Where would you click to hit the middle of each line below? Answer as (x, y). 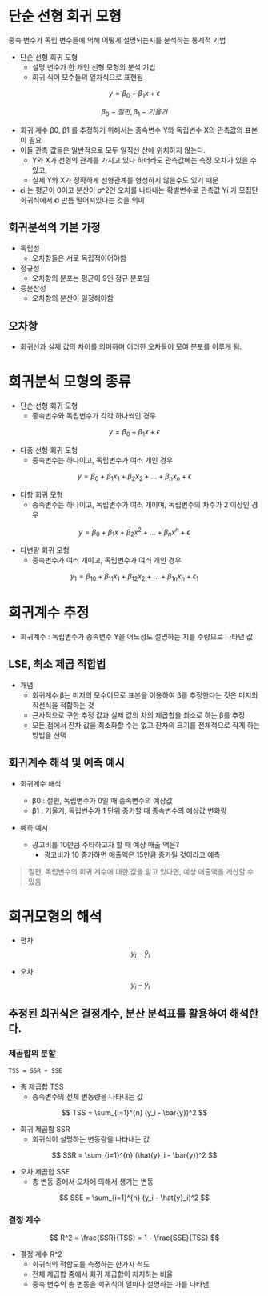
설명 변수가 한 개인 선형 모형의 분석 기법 (94, 67)
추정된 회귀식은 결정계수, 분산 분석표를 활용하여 (118, 1014)
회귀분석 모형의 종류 (70, 382)
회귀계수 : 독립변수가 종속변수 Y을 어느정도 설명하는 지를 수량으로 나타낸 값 (136, 636)
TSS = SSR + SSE (35, 1070)
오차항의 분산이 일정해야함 (73, 298)
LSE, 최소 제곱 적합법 (57, 664)
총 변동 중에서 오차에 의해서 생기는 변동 (93, 1182)
